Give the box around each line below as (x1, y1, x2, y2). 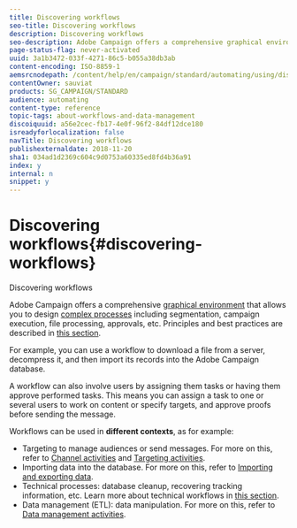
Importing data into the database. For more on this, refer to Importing (21, 462, 274, 473)
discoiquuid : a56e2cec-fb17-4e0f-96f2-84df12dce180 (9, 120, 203, 129)
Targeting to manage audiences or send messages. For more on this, (21, 443, 273, 454)
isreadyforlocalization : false (9, 128, 125, 137)
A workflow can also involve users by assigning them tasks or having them (9, 381, 281, 392)
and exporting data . (21, 471, 95, 482)
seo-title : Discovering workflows (9, 21, 137, 30)
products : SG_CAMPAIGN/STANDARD (9, 87, 128, 96)
